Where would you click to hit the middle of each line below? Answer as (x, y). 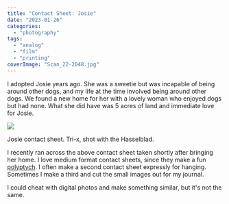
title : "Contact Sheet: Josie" (52, 13)
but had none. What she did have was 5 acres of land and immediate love (111, 105)
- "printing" (32, 58)
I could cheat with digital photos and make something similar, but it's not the (114, 187)
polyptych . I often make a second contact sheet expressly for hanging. (107, 167)
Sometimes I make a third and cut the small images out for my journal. (106, 174)
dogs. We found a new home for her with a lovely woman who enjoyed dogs (114, 98)
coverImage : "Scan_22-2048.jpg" (53, 64)
